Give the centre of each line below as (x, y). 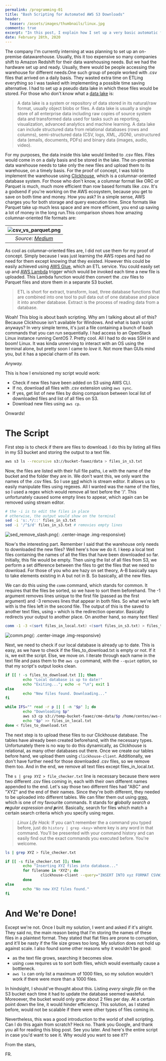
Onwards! (15, 413)
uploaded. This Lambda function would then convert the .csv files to (75, 277)
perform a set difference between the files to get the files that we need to (80, 565)
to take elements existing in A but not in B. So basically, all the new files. (78, 576)
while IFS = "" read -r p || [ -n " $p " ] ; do (51, 707)
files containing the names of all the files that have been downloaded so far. (82, 555)
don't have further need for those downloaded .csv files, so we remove (77, 761)
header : (13, 19)
